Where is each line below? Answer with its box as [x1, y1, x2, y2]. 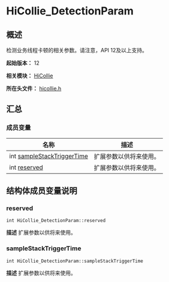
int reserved [9, 163, 43, 172]
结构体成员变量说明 [6, 186, 77, 196]
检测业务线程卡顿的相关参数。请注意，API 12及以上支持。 [6, 47, 148, 53]
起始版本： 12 [6, 59, 40, 67]
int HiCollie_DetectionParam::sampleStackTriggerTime [6, 258, 144, 264]
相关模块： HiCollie [6, 72, 53, 79]
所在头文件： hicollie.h [6, 85, 62, 92]
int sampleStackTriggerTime [9, 152, 88, 160]
